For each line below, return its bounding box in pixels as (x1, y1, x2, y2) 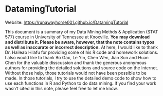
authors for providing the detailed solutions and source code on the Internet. (5, 64, 158, 71)
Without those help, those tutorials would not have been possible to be (5, 70, 147, 76)
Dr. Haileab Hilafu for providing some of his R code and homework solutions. (5, 49, 159, 55)
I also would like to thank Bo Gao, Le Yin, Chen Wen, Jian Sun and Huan (5, 54, 149, 60)
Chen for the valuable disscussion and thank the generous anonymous (5, 60, 147, 65)
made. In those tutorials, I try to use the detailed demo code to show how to (5, 75, 157, 81)
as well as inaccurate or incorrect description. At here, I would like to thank (5, 44, 158, 50)
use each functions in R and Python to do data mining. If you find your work (5, 80, 157, 86)
